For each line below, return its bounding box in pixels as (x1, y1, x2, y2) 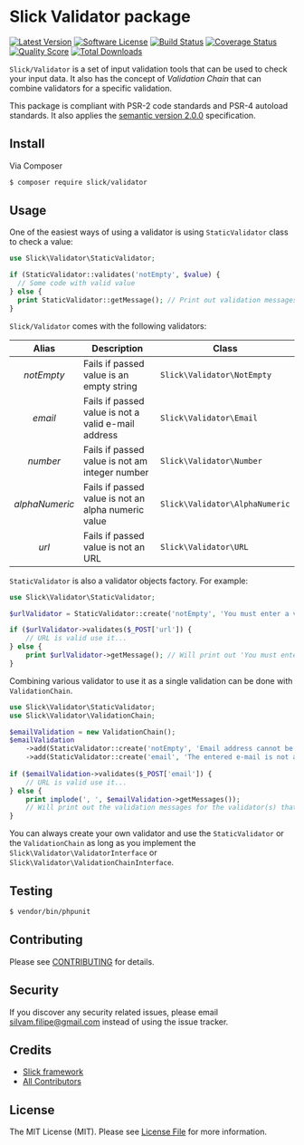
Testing (9, 883, 53, 899)
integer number (82, 466, 149, 478)
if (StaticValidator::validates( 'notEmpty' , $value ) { (9, 270, 221, 280)
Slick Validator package (9, 6, 192, 27)
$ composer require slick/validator (9, 178, 147, 187)
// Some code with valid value (17, 279, 136, 288)
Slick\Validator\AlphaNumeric (159, 498, 290, 509)
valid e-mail (82, 417, 135, 429)
